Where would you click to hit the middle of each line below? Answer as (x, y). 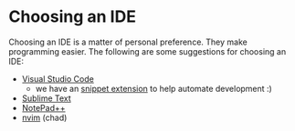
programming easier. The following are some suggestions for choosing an (147, 51)
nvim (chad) (44, 117)
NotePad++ (43, 107)
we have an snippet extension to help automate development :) (154, 88)
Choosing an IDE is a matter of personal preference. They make (128, 42)
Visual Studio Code (58, 78)
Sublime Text (47, 98)
